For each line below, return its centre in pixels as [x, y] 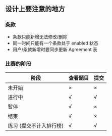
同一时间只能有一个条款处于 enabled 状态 [55, 43]
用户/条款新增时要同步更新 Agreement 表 [55, 49]
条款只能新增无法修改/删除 [40, 36]
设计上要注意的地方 [35, 9]
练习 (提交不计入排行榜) [36, 125]
